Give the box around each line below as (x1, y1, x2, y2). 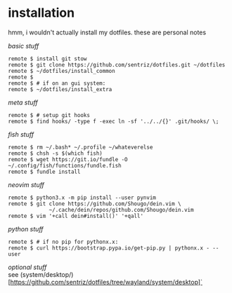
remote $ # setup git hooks (8, 111, 91, 118)
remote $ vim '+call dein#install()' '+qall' (8, 212, 143, 219)
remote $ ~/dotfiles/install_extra (8, 86, 112, 93)
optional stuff (8, 263, 47, 271)
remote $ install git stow (8, 55, 87, 62)
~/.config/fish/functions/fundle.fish (8, 162, 122, 169)
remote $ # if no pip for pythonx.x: (8, 238, 119, 245)
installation (8, 5, 75, 21)
